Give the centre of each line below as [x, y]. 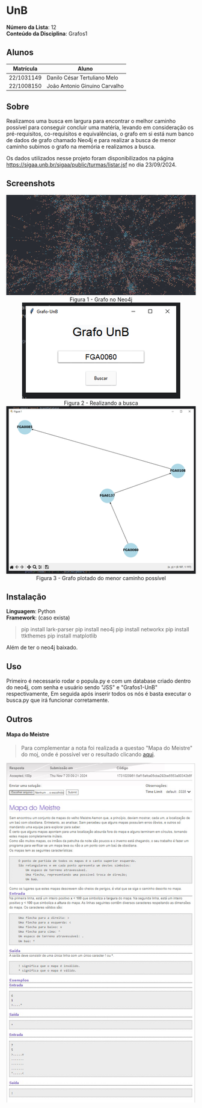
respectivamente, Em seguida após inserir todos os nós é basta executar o [99, 694]
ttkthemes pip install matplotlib [59, 636]
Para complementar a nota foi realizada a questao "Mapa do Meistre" [107, 748]
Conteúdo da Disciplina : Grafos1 [47, 33]
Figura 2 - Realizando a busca [101, 403]
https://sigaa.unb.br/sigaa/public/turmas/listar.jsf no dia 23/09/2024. [91, 165]
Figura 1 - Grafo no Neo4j [101, 299]
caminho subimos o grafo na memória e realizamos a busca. [81, 147]
